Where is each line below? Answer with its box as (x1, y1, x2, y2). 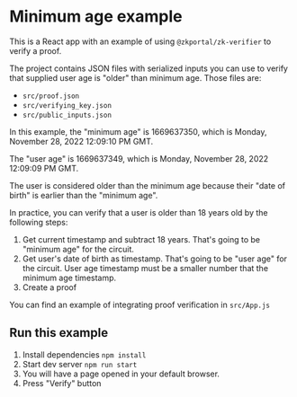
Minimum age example (9, 6, 183, 27)
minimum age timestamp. (22, 272, 117, 283)
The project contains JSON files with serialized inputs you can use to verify (9, 63, 288, 74)
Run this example (9, 325, 109, 340)
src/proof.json (22, 92, 80, 101)
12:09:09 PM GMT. (9, 163, 79, 173)
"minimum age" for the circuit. (22, 243, 135, 254)
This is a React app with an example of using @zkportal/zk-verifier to (9, 36, 272, 47)
